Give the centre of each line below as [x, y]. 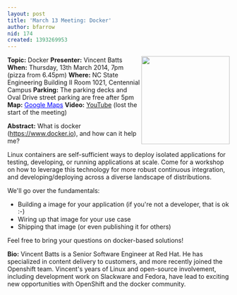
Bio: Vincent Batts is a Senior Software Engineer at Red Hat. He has [105, 254]
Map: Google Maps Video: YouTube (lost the [72, 105]
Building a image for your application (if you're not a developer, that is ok [123, 204]
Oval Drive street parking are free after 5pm [71, 98]
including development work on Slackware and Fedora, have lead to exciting [118, 277]
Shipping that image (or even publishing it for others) [94, 227]
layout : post [26, 14]
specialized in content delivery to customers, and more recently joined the [115, 262]
